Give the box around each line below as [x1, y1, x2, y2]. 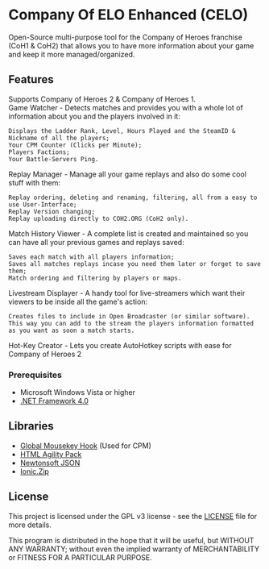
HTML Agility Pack [19, 449, 82, 459]
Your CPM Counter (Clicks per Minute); [8, 141, 143, 149]
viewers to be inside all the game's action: [8, 297, 147, 306]
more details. [8, 520, 52, 530]
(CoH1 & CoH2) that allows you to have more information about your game [8, 40, 255, 50]
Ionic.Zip [19, 466, 50, 476]
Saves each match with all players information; [8, 252, 175, 261]
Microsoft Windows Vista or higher [19, 388, 135, 397]
